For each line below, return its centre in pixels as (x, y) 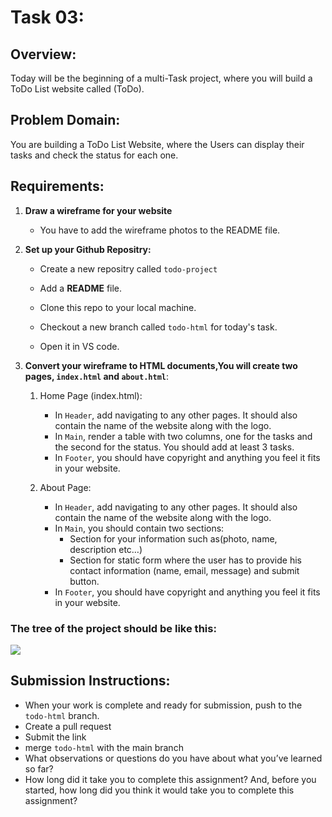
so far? (39, 768)
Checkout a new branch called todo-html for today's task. (158, 327)
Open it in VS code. (79, 346)
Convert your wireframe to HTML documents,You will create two (161, 365)
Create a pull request (68, 726)
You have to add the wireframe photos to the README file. (160, 230)
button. (84, 581)
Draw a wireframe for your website (98, 210)
